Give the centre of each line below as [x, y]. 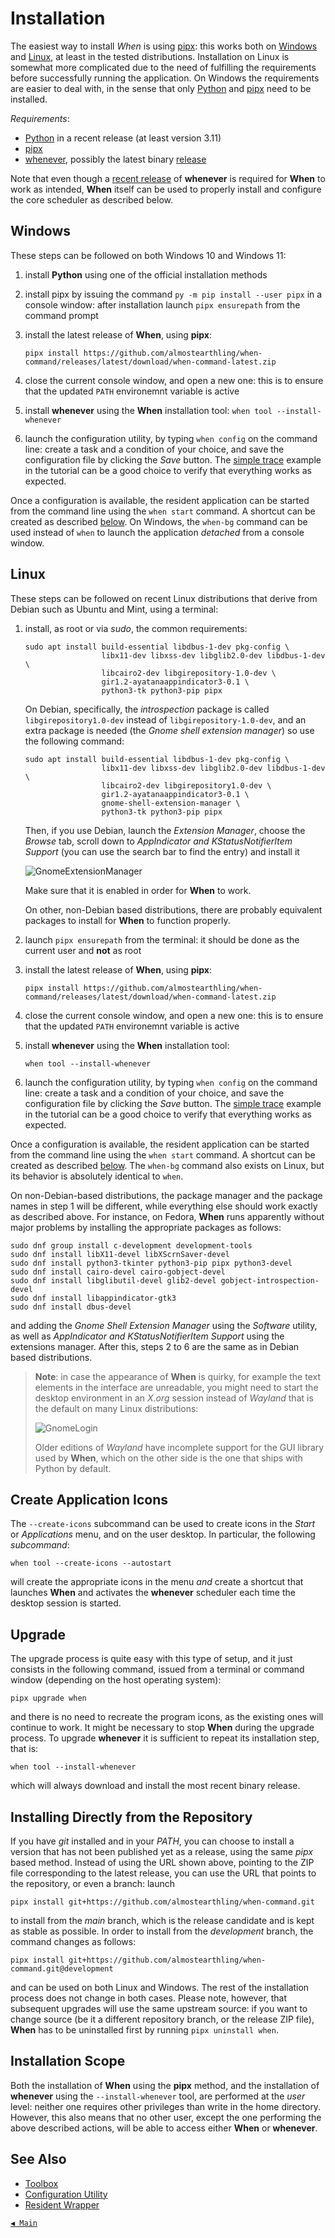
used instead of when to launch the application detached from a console [157, 532]
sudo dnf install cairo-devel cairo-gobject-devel [118, 1272]
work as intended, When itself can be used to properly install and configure [166, 189]
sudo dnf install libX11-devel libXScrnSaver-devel [120, 1254]
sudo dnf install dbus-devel [71, 1307]
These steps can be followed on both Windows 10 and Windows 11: [148, 255]
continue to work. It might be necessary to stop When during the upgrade [162, 1728]
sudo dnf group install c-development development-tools [131, 1245]
